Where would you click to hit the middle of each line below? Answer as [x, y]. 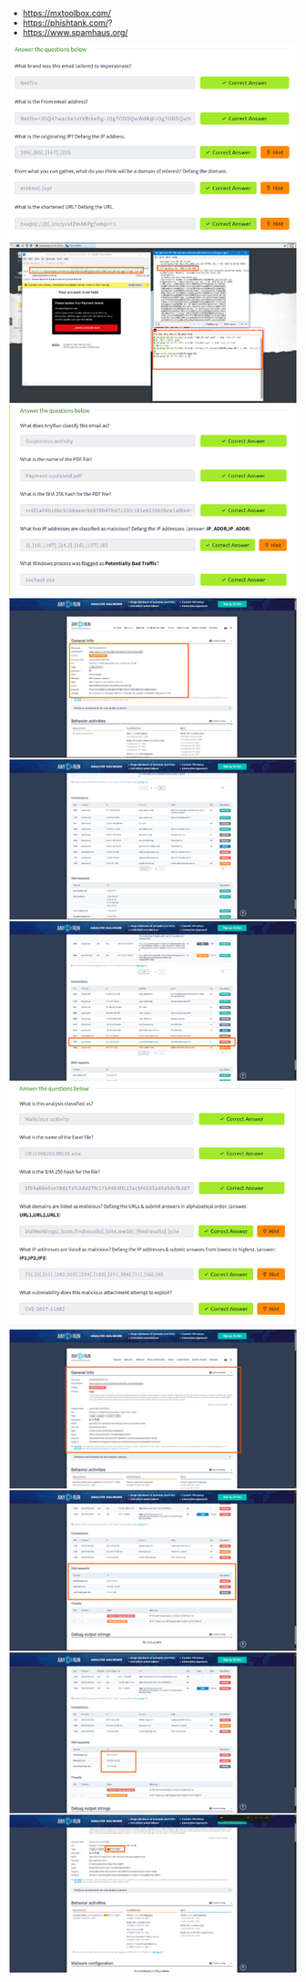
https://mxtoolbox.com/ [67, 13]
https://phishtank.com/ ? [67, 23]
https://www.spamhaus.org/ [75, 32]
